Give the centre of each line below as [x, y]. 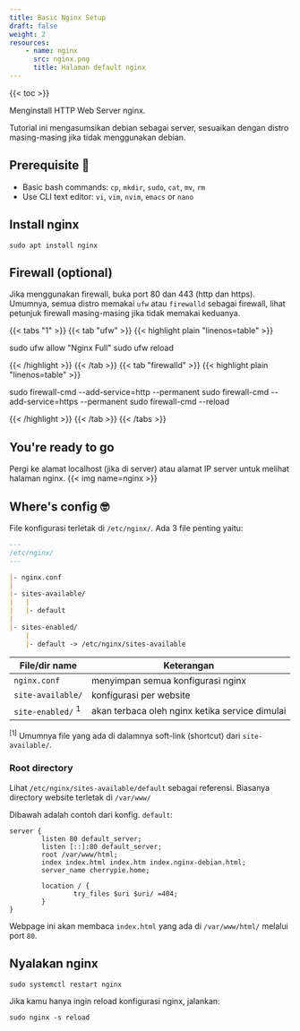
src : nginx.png [61, 59]
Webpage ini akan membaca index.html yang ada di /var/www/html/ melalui [149, 926]
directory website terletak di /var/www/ [80, 797]
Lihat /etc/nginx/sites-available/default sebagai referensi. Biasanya [140, 787]
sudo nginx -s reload [50, 1018]
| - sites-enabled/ [43, 627]
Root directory [41, 769]
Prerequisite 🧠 [49, 165]
